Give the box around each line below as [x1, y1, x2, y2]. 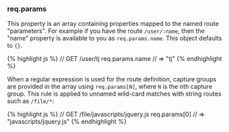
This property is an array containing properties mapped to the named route [7, 20, 219, 28]
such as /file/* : [7, 97, 55, 105]
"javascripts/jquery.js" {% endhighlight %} [7, 118, 127, 126]
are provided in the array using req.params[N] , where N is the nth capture [7, 83, 213, 91]
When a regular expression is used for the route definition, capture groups [7, 75, 217, 83]
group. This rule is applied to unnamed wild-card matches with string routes [7, 90, 221, 98]
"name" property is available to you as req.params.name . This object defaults [7, 34, 222, 42]
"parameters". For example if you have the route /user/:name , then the [7, 27, 205, 35]
